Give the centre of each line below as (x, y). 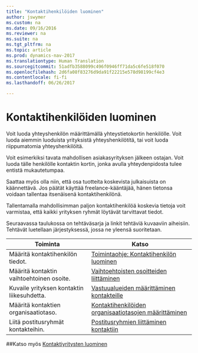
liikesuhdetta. (27, 295)
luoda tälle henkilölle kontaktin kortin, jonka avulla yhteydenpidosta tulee (94, 164)
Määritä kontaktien (35, 305)
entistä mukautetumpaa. (35, 170)
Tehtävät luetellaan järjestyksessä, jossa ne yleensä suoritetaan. (84, 229)
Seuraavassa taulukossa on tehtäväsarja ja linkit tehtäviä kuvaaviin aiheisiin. (98, 223)
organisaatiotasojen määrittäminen (139, 312)
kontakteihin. (27, 329)
